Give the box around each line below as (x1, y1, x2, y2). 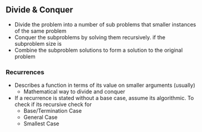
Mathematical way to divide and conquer (23, 88, 125, 95)
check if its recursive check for (14, 101, 92, 108)
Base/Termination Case (23, 107, 82, 115)
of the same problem (14, 27, 67, 34)
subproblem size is (14, 40, 62, 47)
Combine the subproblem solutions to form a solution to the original (14, 46, 183, 54)
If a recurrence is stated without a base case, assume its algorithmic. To (14, 95, 194, 102)
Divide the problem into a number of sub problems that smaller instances (14, 20, 197, 28)
